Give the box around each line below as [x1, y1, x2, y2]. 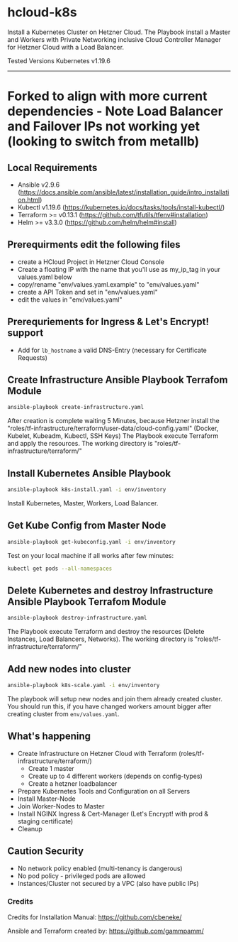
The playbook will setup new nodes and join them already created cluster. [7, 694, 223, 703]
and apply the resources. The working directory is [7, 439, 154, 448]
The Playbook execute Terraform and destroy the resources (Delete [7, 628, 205, 636]
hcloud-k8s [7, 4, 77, 21]
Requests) [17, 353, 48, 362]
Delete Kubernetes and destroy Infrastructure [7, 584, 214, 596]
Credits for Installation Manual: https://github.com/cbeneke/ [7, 913, 182, 921]
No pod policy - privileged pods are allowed [17, 871, 146, 880]
